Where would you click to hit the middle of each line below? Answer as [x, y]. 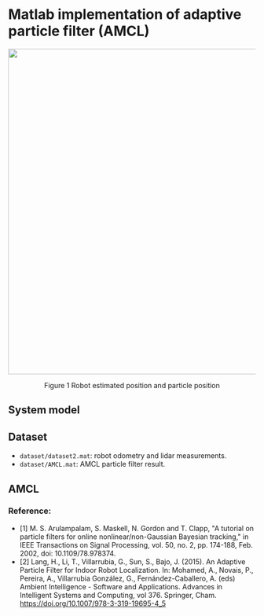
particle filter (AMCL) [79, 31]
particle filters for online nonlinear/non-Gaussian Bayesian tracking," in [134, 537]
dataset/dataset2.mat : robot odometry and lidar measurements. [123, 456]
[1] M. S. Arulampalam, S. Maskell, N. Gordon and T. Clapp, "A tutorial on [136, 528]
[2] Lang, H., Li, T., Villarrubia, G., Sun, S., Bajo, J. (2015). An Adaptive [132, 561]
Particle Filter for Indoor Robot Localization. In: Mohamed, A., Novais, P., [136, 570]
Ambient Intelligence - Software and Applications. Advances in [121, 586]
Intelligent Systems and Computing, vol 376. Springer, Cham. [118, 595]
